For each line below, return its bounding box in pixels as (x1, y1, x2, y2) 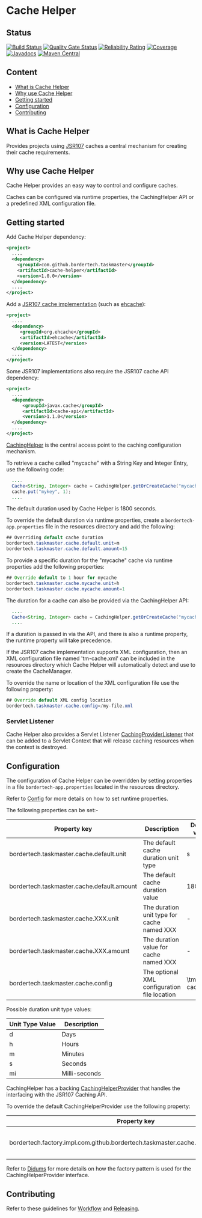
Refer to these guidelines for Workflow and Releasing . (6, 1205, 139, 1212)
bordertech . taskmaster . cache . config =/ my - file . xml (6, 703, 133, 709)
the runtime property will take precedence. (6, 637, 112, 644)
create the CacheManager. (6, 668, 73, 675)
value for (142, 943, 168, 952)
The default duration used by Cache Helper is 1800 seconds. (6, 505, 157, 512)
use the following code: (6, 465, 64, 473)
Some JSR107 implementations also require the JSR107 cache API (6, 368, 170, 375)
